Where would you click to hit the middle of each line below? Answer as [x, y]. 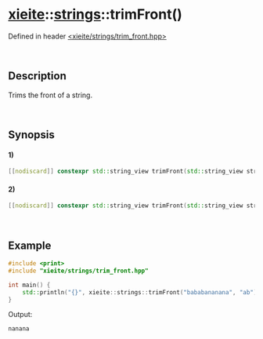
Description [37, 76]
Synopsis [31, 135]
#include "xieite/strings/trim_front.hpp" [78, 271]
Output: [20, 315]
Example [30, 245]
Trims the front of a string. [50, 95]
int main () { [29, 285]
